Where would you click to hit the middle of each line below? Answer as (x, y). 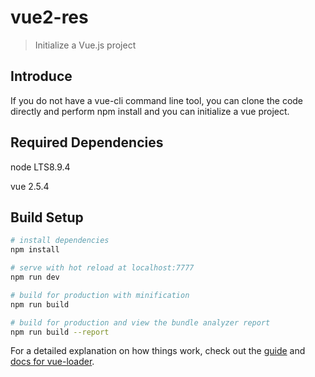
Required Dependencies (87, 142)
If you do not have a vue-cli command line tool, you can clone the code (157, 100)
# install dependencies (60, 241)
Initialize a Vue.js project (85, 45)
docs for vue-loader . (52, 362)
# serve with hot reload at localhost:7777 (102, 268)
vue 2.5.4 (30, 186)
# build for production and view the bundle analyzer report (140, 322)
